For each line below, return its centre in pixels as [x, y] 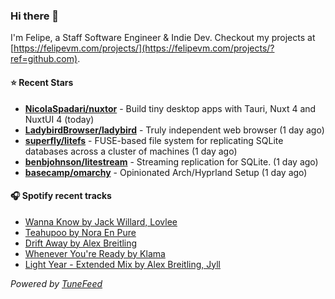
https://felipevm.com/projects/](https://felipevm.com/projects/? [144, 48]
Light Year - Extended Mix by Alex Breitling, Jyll [122, 264]
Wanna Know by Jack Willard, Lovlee [101, 221]
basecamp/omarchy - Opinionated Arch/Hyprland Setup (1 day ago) [166, 172]
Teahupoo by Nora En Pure [80, 232]
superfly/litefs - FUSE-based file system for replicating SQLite [154, 140]
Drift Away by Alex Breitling [81, 243]
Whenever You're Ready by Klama [95, 253]
